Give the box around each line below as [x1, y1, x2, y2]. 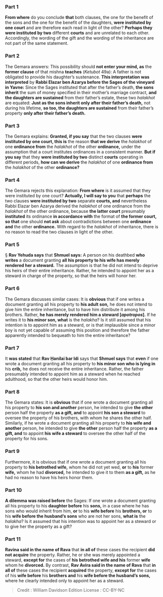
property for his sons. [5, 436, 49, 442]
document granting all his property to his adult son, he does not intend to [5, 301, 152, 307]
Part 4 [5, 176, 20, 183]
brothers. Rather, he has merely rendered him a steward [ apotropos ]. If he [5, 312, 156, 317]
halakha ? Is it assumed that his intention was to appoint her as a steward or [5, 518, 157, 524]
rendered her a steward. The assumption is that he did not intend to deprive [5, 262, 158, 268]
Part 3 [5, 122, 20, 129]
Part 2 [5, 53, 20, 59]
